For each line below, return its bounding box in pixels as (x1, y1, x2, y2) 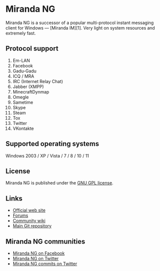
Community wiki (12, 218, 46, 224)
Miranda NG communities (5, 237, 85, 245)
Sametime (12, 99, 33, 105)
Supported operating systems (5, 140, 100, 148)
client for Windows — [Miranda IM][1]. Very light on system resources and (5, 25, 155, 30)
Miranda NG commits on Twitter (12, 261, 78, 267)
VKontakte (12, 125, 34, 131)
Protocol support (5, 44, 58, 53)
